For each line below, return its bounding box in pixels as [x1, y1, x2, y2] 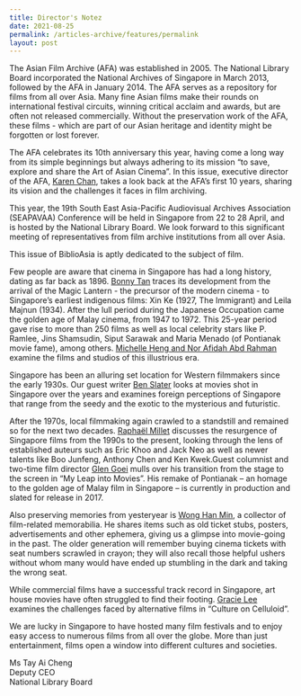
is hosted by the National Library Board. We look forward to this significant [9, 222, 285, 233]
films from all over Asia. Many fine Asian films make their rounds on [9, 92, 259, 103]
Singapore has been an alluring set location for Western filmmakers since [9, 370, 280, 380]
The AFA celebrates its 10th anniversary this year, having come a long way [9, 147, 285, 158]
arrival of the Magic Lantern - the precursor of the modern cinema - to [9, 285, 270, 297]
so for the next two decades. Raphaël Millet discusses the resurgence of [9, 425, 278, 436]
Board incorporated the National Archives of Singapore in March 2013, [9, 73, 270, 84]
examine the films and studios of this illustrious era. [9, 352, 200, 363]
